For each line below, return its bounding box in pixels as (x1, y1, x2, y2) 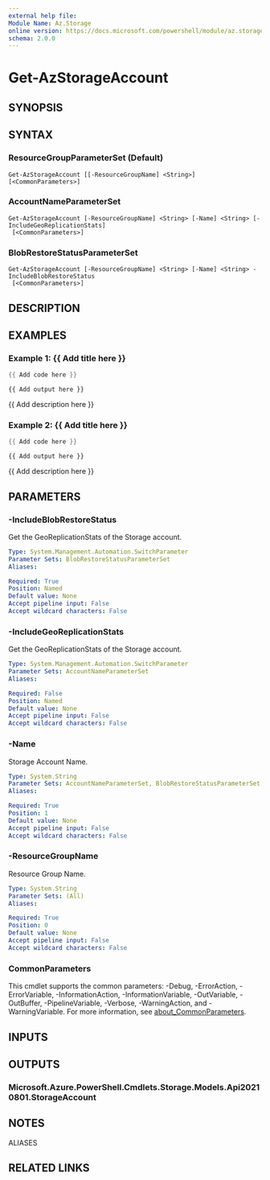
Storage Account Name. (8, 757, 88, 767)
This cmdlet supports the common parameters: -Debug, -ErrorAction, (8, 981, 239, 991)
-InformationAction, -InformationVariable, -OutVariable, (55, 990, 239, 1000)
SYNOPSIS (8, 101, 63, 114)
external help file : (8, 11, 78, 20)
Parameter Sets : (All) (8, 892, 84, 900)
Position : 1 (8, 809, 48, 817)
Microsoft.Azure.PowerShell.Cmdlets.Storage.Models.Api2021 (8, 1081, 260, 1092)
